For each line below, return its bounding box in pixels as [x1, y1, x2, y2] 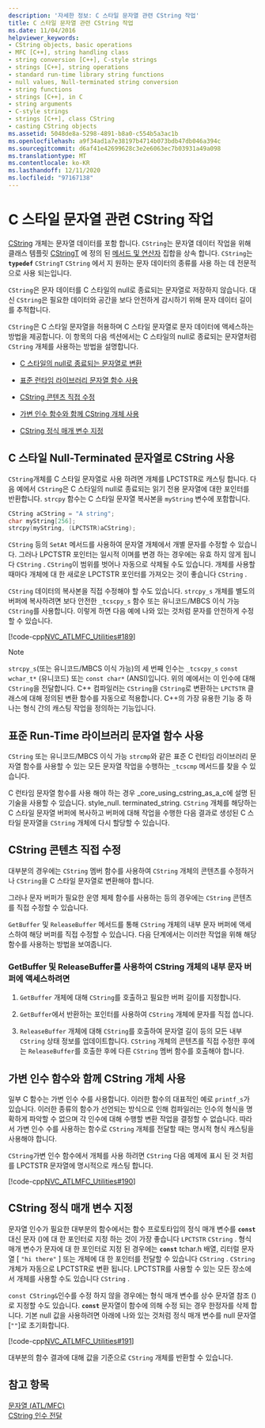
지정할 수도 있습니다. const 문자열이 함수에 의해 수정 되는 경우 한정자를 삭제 [16, 1300, 249, 1310]
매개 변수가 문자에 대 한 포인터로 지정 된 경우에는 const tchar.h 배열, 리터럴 [8, 1244, 240, 1253]
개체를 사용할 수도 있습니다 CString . [16, 1273, 131, 1283]
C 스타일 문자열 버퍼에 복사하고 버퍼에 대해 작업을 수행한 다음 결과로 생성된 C [8, 808, 246, 818]
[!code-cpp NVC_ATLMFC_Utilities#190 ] [8, 1176, 136, 1186]
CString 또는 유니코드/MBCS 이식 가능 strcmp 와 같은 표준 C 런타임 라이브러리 [8, 752, 248, 761]
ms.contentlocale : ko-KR [8, 160, 90, 167]
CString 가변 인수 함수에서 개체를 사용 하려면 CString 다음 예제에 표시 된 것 [8, 1150, 239, 1160]
